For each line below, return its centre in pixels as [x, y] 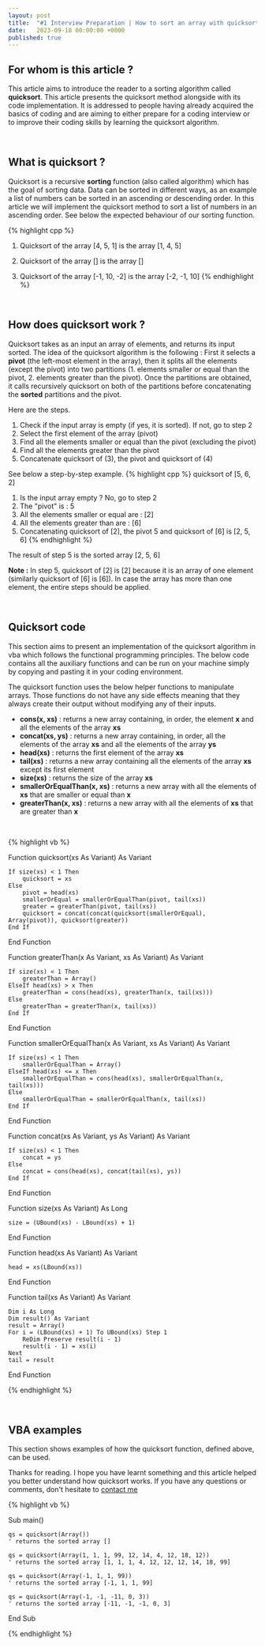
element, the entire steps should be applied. [80, 587]
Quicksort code [47, 627]
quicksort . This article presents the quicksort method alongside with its [125, 97]
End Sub [22, 1618]
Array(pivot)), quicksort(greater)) [68, 920]
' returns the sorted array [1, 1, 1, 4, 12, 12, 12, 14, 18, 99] [119, 1562]
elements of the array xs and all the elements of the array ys [118, 744]
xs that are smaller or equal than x [75, 795]
